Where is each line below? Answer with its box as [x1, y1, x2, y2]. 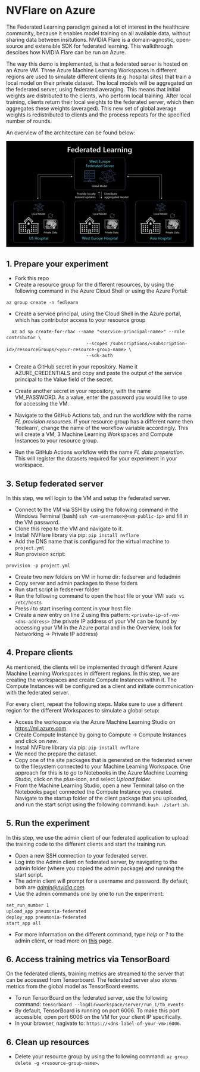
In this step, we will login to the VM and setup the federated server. [6, 494, 171, 502]
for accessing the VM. [14, 400, 70, 407]
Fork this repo [14, 275, 49, 282]
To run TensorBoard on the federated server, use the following [14, 994, 168, 1002]
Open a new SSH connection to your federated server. [14, 852, 148, 859]
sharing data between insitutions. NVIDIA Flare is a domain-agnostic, [6, 36, 175, 43]
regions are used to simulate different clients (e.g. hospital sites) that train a [6, 73, 192, 80]
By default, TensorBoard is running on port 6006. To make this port [14, 1007, 180, 1014]
